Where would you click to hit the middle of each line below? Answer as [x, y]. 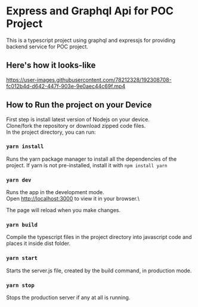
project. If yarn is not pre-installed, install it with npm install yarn [87, 165]
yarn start [22, 258]
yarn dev [19, 180]
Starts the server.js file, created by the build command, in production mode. [99, 271]
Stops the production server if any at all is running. [68, 297]
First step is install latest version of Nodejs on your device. [78, 119]
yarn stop [20, 285]
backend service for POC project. [47, 47]
